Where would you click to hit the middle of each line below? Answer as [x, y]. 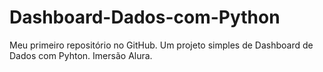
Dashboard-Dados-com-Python [145, 17]
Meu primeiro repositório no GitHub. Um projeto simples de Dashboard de [161, 45]
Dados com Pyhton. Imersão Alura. [81, 55]
